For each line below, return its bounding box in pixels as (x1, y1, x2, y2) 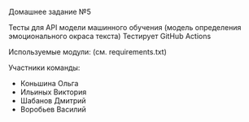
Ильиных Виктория (20, 87, 87, 97)
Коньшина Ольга (20, 79, 79, 88)
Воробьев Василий (20, 105, 87, 114)
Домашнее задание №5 (8, 7, 91, 16)
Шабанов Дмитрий (20, 96, 87, 105)
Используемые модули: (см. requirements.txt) (8, 47, 167, 56)
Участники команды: (8, 63, 81, 72)
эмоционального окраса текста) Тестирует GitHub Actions (8, 32, 212, 41)
